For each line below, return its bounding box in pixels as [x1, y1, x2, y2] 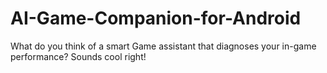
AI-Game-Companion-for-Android [10, 7, 302, 30]
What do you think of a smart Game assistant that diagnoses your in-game [10, 40, 317, 52]
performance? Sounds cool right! [10, 50, 147, 62]
